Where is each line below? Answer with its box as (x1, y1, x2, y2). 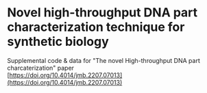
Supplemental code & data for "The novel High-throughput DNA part (7, 56, 200, 64)
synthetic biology (7, 34, 110, 49)
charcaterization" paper (7, 64, 74, 72)
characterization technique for (7, 19, 185, 35)
